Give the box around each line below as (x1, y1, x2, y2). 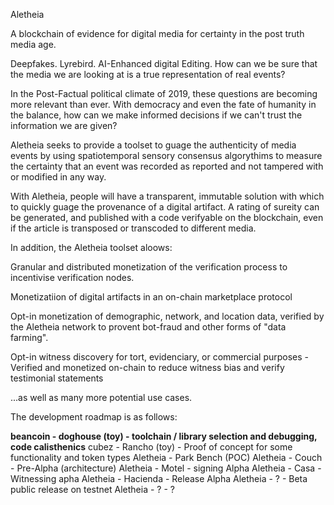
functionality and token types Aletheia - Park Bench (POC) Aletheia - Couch (10, 452, 323, 463)
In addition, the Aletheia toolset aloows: (10, 242, 173, 253)
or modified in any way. (10, 171, 107, 183)
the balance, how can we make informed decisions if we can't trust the (10, 109, 303, 121)
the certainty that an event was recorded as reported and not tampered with (10, 160, 324, 172)
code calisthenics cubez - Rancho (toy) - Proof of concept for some (10, 441, 293, 453)
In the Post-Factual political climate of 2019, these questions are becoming (10, 88, 318, 99)
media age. (10, 39, 57, 50)
